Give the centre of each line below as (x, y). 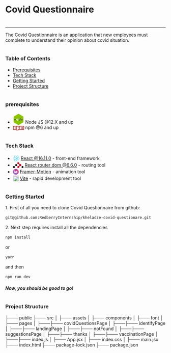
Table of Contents (28, 59)
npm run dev (18, 277)
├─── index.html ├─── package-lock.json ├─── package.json (72, 345)
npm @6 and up (42, 127)
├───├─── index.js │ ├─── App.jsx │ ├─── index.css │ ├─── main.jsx (82, 339)
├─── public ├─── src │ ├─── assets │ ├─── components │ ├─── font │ (84, 318)
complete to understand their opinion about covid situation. (67, 40)
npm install (18, 237)
